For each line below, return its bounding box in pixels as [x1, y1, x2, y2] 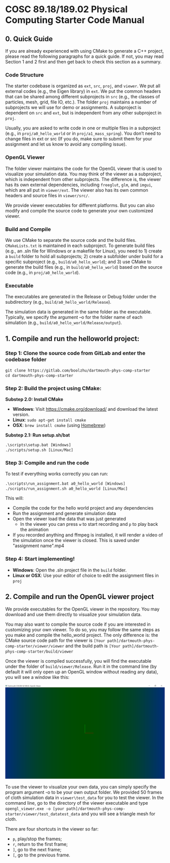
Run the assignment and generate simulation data [12, 511, 116, 517]
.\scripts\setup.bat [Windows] [5, 443, 71, 448]
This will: [5, 495, 24, 501]
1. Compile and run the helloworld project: [5, 334, 140, 343]
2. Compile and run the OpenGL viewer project [5, 592, 154, 601]
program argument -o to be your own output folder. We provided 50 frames [5, 789, 162, 795]
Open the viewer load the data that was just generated [12, 516, 126, 522]
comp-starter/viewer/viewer [5, 643, 65, 649]
